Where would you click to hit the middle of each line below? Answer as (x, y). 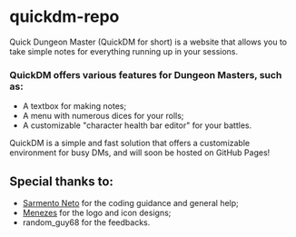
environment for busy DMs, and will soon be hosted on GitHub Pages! (140, 153)
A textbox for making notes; (74, 106)
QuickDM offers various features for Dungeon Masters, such (146, 74)
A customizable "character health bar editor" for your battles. (137, 125)
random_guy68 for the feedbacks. (86, 222)
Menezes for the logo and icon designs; (97, 213)
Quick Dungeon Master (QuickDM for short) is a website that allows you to (148, 42)
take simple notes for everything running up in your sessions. (124, 51)
